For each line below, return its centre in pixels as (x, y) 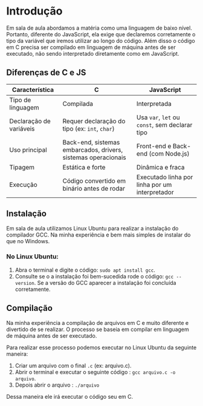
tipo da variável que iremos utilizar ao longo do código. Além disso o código (101, 41)
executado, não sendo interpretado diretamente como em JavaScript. (93, 53)
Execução (23, 185)
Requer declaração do (94, 121)
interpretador (155, 192)
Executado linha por (165, 177)
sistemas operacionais (94, 157)
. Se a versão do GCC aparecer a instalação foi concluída (105, 283)
